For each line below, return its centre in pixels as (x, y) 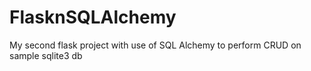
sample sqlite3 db (46, 55)
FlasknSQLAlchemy (93, 17)
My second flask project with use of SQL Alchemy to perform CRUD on (155, 45)
